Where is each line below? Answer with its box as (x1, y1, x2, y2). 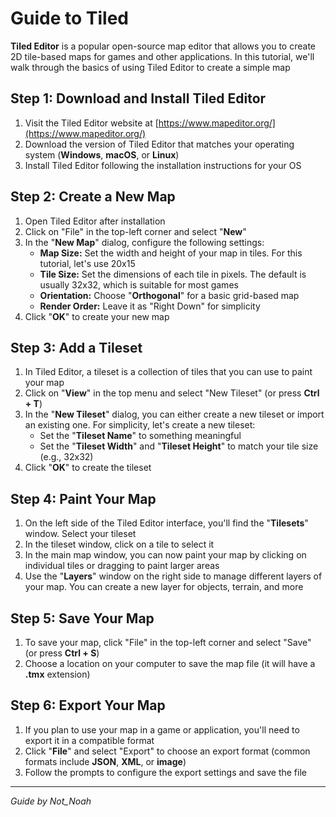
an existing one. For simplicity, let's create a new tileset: (24, 419, 256, 431)
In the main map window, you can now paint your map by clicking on (24, 549, 307, 561)
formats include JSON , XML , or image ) (24, 755, 187, 767)
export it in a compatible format (24, 734, 155, 746)
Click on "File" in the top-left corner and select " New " (24, 225, 247, 237)
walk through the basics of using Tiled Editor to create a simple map (10, 61, 291, 73)
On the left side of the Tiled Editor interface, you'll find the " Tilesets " (24, 517, 309, 529)
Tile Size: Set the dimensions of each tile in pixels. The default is (39, 268, 307, 280)
